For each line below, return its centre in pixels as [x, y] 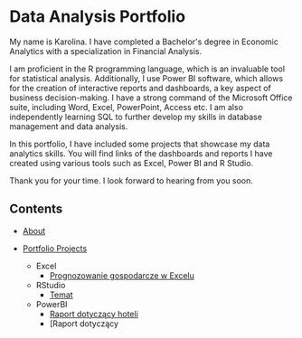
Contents [36, 209]
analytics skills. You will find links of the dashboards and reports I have [141, 153]
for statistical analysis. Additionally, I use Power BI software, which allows [146, 78]
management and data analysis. [69, 126]
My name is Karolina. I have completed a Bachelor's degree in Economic [144, 42]
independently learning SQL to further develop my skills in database [136, 117]
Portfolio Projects [55, 248]
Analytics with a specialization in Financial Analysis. [105, 51]
